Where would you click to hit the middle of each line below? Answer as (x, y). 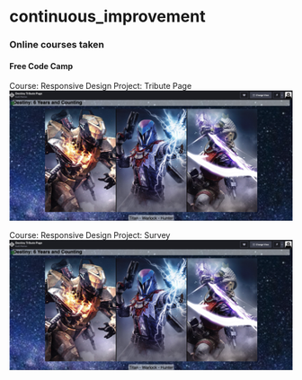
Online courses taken (57, 45)
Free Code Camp (41, 66)
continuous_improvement (107, 17)
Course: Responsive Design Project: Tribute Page (101, 86)
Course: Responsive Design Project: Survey (90, 235)
